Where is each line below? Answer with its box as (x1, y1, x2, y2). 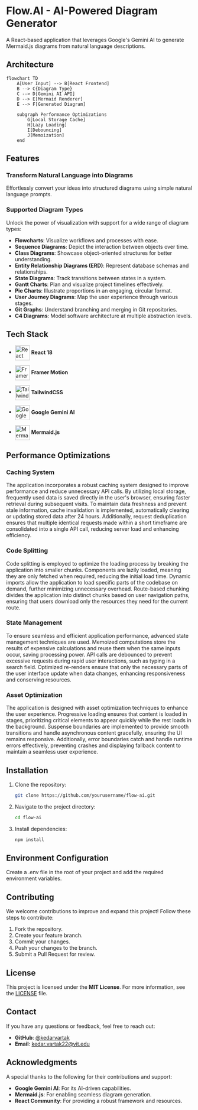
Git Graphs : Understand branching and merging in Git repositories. (14, 306, 177, 313)
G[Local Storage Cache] (27, 116, 86, 122)
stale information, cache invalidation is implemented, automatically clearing (6, 507, 189, 514)
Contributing (6, 892, 54, 902)
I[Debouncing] (27, 127, 62, 133)
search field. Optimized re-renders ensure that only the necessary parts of (6, 663, 188, 670)
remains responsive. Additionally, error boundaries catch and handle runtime (6, 736, 193, 743)
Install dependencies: (14, 825, 67, 832)
